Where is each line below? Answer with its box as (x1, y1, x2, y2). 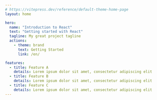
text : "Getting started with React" (9, 29, 83, 34)
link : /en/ (17, 52, 40, 57)
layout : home (5, 12, 31, 16)
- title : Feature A (9, 65, 49, 70)
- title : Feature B (9, 74, 49, 79)
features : (5, 60, 25, 65)
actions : (9, 38, 27, 43)
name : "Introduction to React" (9, 25, 72, 29)
